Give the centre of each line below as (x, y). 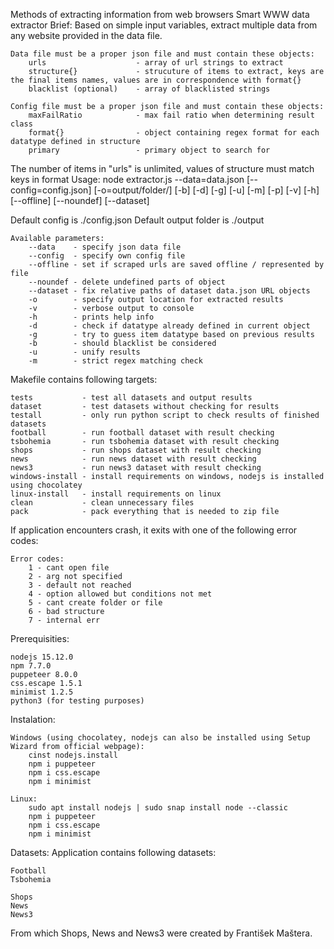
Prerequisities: (40, 638)
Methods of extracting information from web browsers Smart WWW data (160, 14)
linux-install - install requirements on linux (116, 494)
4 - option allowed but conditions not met (120, 594)
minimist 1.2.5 (42, 692)
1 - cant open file (69, 568)
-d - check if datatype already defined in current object (169, 326)
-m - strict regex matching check (115, 361)
